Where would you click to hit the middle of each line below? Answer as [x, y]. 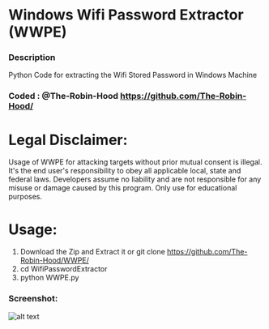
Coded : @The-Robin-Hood [64, 96]
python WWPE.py [49, 278]
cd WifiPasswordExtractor [64, 269]
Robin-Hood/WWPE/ [54, 260]
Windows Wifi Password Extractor [126, 15]
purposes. [26, 197]
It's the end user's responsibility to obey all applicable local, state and [125, 171]
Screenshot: [33, 299]
